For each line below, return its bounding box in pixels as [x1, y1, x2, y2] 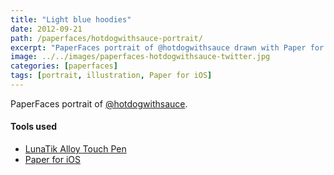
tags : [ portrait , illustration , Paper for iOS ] [10, 71, 213, 81]
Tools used [10, 121, 58, 133]
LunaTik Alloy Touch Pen [24, 143, 127, 155]
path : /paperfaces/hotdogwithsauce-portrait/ [10, 33, 203, 43]
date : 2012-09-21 [10, 24, 83, 34]
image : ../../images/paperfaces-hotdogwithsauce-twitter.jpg [10, 52, 271, 62]
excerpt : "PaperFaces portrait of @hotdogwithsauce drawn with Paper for [10, 42, 325, 53]
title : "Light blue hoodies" [10, 14, 132, 25]
